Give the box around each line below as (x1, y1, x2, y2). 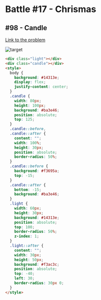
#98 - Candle (5, 24, 47, 32)
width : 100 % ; (14, 140, 42, 145)
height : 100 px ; (14, 103, 46, 108)
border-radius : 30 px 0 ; (14, 280, 64, 285)
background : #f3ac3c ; (14, 262, 59, 267)
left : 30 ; (14, 276, 35, 281)
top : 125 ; (14, 117, 35, 122)
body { (10, 70, 24, 75)
